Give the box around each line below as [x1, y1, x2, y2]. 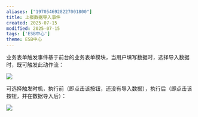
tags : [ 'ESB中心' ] [6, 31, 50, 37]
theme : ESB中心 [6, 36, 42, 42]
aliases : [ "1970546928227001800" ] [6, 8, 93, 15]
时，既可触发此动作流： [6, 61, 64, 68]
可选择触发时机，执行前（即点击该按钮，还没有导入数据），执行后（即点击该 [6, 85, 193, 92]
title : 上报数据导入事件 [6, 14, 61, 20]
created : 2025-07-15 [6, 20, 58, 26]
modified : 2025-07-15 [6, 25, 60, 32]
